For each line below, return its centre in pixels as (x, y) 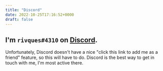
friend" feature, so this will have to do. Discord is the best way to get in (80, 58)
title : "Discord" (24, 10)
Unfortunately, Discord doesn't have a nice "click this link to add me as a (82, 52)
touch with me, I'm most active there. (44, 63)
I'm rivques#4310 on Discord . (52, 40)
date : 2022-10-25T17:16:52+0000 (40, 15)
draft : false (19, 19)
